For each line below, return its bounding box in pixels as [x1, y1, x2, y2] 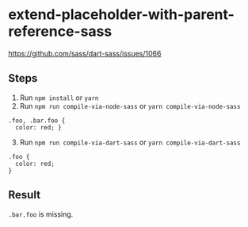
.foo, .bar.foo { [8, 117, 66, 125]
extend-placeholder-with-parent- [8, 6, 235, 24]
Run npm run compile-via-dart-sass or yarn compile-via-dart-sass [19, 137, 241, 147]
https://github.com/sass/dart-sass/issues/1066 [8, 48, 162, 58]
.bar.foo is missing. [8, 209, 74, 219]
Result [8, 188, 41, 202]
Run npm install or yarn [19, 93, 99, 102]
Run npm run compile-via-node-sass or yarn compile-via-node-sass [19, 101, 241, 110]
